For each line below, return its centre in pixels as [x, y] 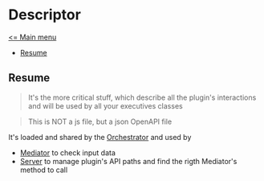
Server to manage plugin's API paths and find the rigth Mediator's [128, 161]
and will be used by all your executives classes [105, 105]
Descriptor [45, 15]
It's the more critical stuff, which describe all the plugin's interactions [142, 97]
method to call [44, 170]
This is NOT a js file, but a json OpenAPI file [100, 121]
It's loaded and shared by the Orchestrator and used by [100, 137]
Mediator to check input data [68, 152]
